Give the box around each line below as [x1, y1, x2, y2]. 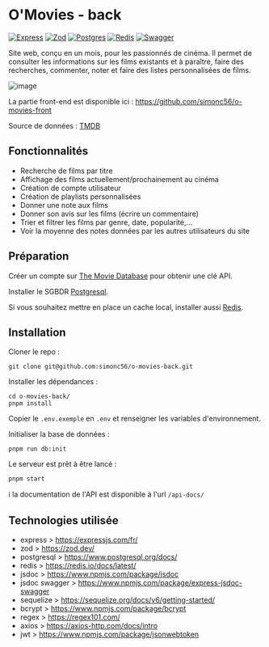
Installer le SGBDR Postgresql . [8, 286, 109, 296]
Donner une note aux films [19, 200, 109, 209]
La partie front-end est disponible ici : [8, 96, 134, 106]
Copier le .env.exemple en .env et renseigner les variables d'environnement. [8, 414, 261, 424]
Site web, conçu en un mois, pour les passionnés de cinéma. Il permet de [8, 48, 253, 57]
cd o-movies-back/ [8, 392, 70, 401]
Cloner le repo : [8, 347, 61, 357]
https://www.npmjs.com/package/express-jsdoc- [78, 578, 243, 588]
